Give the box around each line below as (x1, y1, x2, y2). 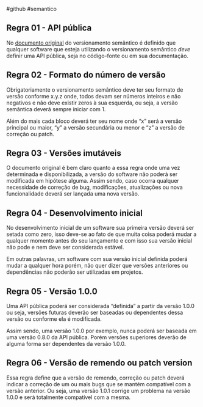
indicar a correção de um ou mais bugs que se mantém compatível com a (6, 380, 191, 387)
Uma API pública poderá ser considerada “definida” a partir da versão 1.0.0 (6, 302, 195, 310)
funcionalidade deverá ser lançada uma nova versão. (6, 190, 140, 197)
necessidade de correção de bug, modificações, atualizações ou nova (6, 183, 183, 191)
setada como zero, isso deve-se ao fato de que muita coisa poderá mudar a (6, 230, 197, 238)
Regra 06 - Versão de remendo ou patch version (6, 358, 193, 369)
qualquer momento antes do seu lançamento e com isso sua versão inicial (6, 237, 193, 244)
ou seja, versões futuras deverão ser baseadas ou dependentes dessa (6, 309, 183, 317)
